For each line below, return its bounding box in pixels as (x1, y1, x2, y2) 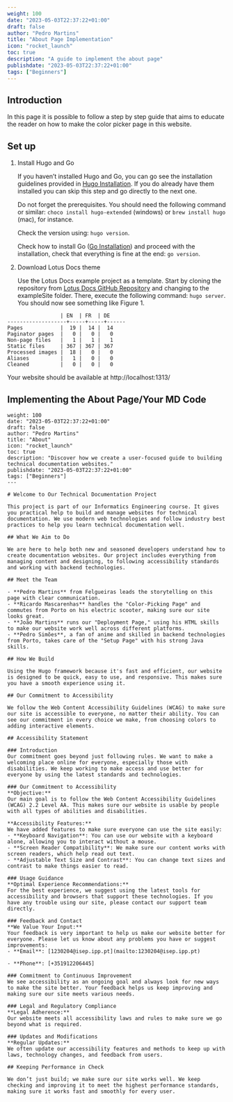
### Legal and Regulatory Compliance (7, 1002, 117, 1009)
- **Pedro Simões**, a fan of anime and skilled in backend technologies (7, 631, 226, 638)
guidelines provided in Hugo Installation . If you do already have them (17, 180, 214, 188)
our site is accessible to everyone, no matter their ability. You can (7, 710, 219, 717)
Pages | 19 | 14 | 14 (7, 324, 113, 331)
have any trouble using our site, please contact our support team (7, 899, 207, 906)
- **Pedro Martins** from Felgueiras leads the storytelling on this (7, 588, 214, 595)
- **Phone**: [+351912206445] (7, 960, 95, 967)
